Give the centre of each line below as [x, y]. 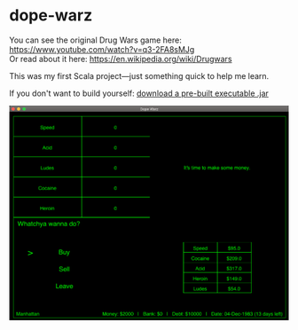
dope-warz [51, 16]
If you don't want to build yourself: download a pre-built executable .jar [139, 93]
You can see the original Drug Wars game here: [95, 40]
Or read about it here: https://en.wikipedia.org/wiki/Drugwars [121, 59]
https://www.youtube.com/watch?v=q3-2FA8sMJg [102, 49]
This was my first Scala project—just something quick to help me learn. [139, 75]
